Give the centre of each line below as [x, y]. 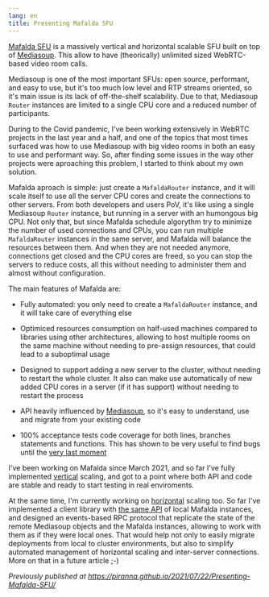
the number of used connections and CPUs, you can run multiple [116, 230]
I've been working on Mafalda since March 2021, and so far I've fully [122, 467]
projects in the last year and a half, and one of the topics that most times [128, 137]
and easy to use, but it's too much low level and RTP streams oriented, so [130, 87]
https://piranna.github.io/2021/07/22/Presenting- [169, 576]
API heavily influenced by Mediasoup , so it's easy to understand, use [134, 411]
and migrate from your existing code [80, 419]
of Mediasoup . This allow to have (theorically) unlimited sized [110, 55]
